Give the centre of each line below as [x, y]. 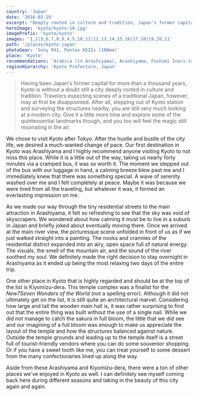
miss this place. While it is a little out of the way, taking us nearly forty [91, 158]
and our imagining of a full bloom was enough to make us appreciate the [94, 325]
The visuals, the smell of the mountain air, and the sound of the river [89, 251]
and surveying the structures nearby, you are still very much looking [103, 108]
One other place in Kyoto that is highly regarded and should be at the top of [98, 281]
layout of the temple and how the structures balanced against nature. [90, 331]
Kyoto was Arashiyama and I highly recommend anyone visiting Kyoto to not [98, 151]
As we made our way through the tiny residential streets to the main [88, 207]
